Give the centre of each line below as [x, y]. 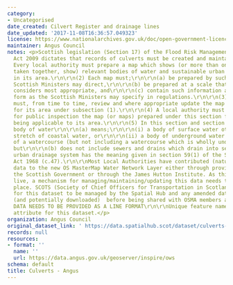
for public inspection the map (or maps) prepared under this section [118, 116]
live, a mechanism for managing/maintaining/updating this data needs [118, 181]
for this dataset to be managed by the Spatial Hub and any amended [114, 194]
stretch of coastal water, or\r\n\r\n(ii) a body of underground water [119, 136]
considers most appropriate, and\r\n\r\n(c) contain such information [118, 91]
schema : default [31, 264]
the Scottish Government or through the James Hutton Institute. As [114, 174]
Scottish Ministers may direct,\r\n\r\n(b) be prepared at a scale [113, 84]
